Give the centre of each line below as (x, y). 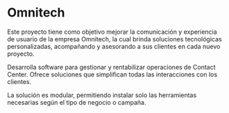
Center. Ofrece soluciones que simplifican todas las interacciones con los (112, 74)
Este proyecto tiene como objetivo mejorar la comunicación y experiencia (112, 32)
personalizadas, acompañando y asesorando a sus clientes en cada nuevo (114, 46)
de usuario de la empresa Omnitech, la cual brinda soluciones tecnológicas (114, 39)
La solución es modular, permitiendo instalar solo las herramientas (102, 95)
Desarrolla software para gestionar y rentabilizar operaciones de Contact (112, 67)
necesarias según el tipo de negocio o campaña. (77, 102)
